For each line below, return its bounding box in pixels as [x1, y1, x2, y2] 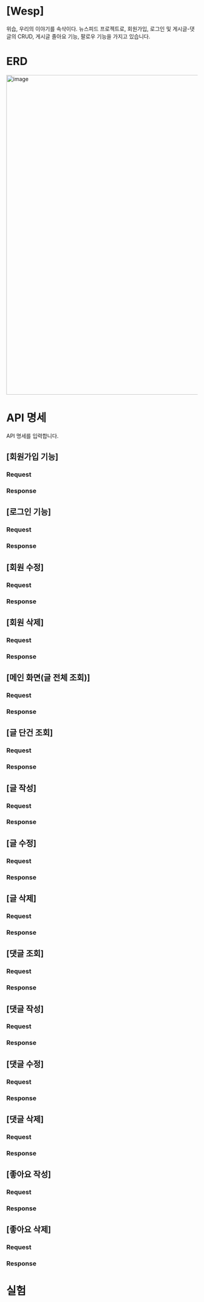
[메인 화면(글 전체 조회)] [6, 673, 90, 683]
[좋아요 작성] [6, 1169, 52, 1180]
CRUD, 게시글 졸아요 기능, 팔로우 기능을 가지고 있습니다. [17, 32, 151, 40]
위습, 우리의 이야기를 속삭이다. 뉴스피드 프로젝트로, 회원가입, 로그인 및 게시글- [6, 25, 190, 32]
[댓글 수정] [6, 1059, 44, 1069]
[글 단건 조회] [6, 728, 53, 738]
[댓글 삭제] [6, 1114, 44, 1124]
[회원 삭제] [6, 617, 44, 628]
